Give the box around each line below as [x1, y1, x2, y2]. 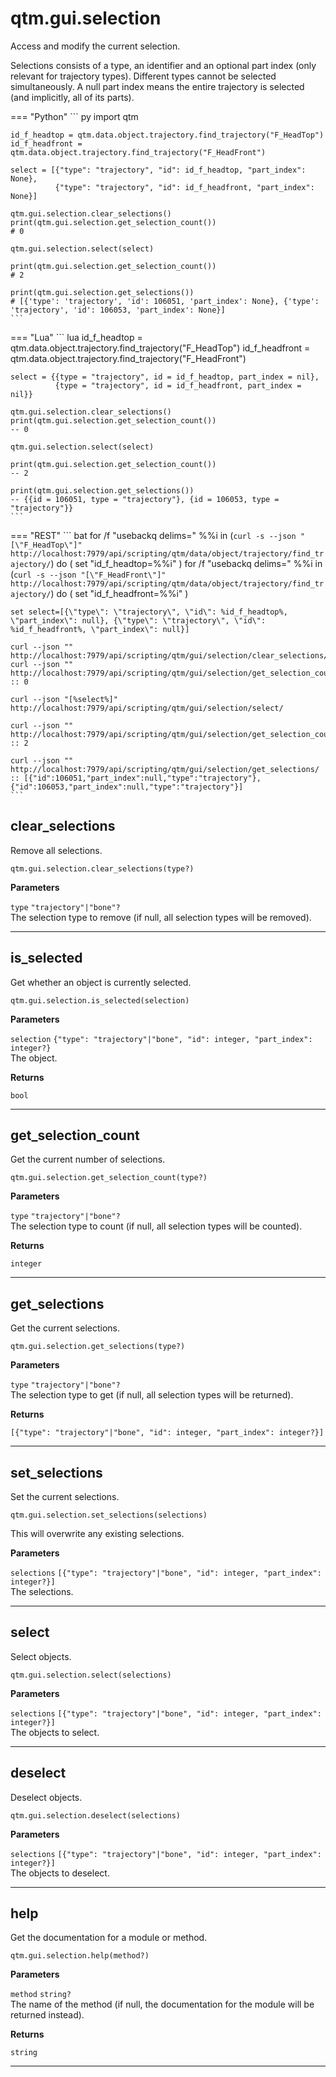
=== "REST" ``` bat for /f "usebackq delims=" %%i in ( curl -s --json [10, 529, 297, 541]
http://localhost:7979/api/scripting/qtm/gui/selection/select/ [10, 703, 284, 713]
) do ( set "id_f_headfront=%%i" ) [50, 587, 189, 599]
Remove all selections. [10, 844, 103, 856]
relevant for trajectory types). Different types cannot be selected [10, 70, 277, 82]
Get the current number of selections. [10, 1153, 166, 1166]
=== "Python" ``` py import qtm [10, 110, 139, 122]
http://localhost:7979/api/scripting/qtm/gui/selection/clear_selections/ [10, 650, 329, 661]
